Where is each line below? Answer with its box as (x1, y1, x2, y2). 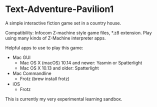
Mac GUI (12, 54, 31, 60)
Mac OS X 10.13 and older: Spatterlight (19, 65, 99, 71)
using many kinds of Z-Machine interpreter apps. (5, 35, 106, 41)
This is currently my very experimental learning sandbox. (5, 96, 122, 102)
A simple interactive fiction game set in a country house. (5, 20, 121, 26)
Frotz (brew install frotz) (19, 75, 70, 81)
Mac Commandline (12, 70, 51, 76)
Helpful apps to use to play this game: (5, 44, 83, 50)
